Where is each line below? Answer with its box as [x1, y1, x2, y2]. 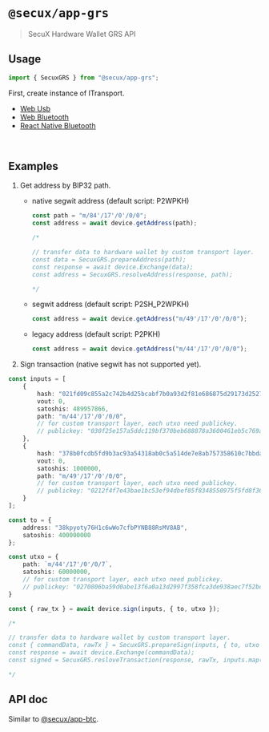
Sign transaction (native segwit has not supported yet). [19, 359, 202, 370]
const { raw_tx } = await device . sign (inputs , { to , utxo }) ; [8, 605, 220, 613]
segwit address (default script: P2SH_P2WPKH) [31, 299, 190, 309]
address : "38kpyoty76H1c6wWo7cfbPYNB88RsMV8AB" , [22, 524, 188, 532]
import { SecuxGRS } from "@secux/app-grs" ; [8, 74, 159, 82]
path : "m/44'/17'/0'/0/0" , [37, 412, 127, 420]
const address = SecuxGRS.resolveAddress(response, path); [31, 270, 234, 278]
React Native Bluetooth [19, 120, 96, 130]
